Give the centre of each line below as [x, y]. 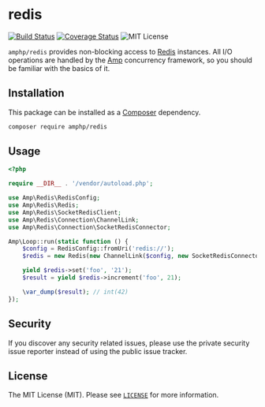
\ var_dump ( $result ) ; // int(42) [75, 292]
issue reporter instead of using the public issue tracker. [98, 351]
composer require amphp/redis [58, 127]
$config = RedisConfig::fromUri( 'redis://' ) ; [99, 249]
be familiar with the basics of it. [59, 68]
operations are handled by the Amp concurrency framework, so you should [130, 60]
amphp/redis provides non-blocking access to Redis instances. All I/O [120, 51]
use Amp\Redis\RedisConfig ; [54, 198]
